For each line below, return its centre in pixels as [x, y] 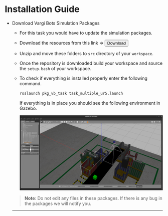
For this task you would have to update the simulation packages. [86, 33]
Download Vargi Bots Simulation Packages [56, 23]
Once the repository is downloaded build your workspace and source [91, 63]
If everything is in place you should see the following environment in [90, 103]
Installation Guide [42, 9]
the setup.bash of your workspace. [55, 68]
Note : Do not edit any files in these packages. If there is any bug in [93, 198]
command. [31, 83]
